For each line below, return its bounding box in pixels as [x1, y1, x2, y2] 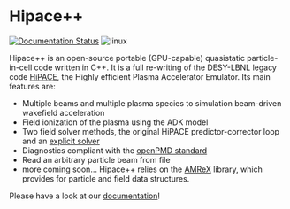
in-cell [9, 62, 33, 73]
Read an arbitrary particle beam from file [21, 154, 171, 165]
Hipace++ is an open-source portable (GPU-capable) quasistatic [9, 52, 246, 63]
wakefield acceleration [21, 107, 105, 118]
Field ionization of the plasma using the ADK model [21, 117, 209, 128]
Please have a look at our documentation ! [9, 190, 161, 201]
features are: [9, 81, 56, 91]
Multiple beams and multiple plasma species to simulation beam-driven [21, 97, 282, 108]
